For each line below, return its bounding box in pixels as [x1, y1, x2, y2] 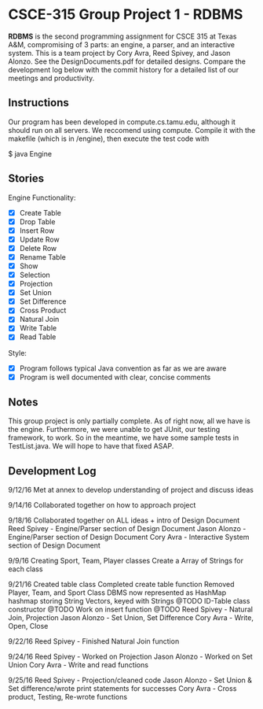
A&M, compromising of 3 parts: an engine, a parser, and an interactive [8, 39, 236, 49]
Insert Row [19, 226, 55, 235]
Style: [8, 348, 27, 357]
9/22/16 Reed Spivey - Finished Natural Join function [8, 637, 180, 646]
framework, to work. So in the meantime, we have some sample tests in [8, 433, 239, 442]
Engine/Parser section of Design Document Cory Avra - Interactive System [8, 533, 250, 542]
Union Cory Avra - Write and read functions [8, 660, 149, 670]
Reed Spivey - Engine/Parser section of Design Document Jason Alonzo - [8, 524, 247, 534]
